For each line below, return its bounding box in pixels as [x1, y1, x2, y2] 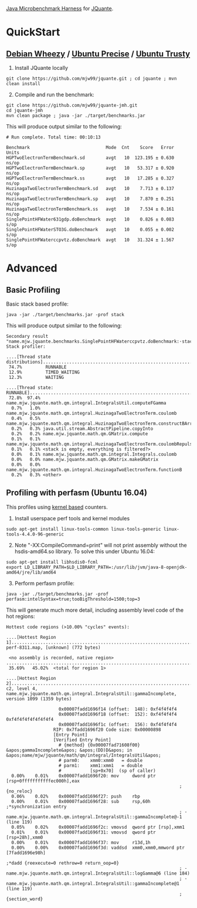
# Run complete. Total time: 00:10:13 [6, 134, 101, 140]
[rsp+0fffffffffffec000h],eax [6, 778, 80, 784]
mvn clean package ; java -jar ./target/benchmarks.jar [6, 113, 145, 118]
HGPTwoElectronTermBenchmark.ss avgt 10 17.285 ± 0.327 [6, 175, 175, 181]
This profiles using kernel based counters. [6, 503, 108, 510]
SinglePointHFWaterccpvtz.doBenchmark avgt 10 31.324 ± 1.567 [6, 237, 175, 243]
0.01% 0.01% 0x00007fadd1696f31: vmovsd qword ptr [11, 829, 157, 835]
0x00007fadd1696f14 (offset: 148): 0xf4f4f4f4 [58, 706, 177, 712]
